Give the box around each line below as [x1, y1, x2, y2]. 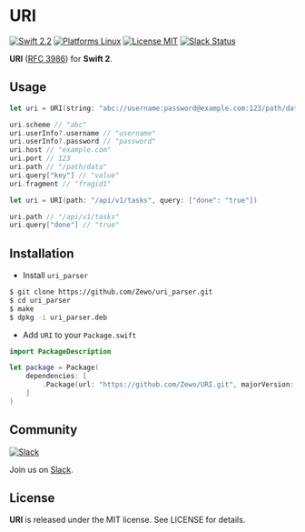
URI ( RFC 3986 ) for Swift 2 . [9, 53, 113, 64]
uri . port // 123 [9, 154, 71, 164]
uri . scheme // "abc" [9, 120, 88, 129]
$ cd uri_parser [9, 296, 71, 305]
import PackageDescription [9, 346, 112, 356]
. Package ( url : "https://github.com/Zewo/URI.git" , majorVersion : [42, 380, 295, 389]
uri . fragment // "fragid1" [9, 179, 112, 188]
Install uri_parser [22, 270, 89, 281]
